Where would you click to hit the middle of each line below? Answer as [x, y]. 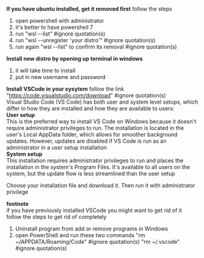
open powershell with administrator [60, 21]
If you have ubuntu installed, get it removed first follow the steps [89, 9]
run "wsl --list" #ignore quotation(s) [60, 34]
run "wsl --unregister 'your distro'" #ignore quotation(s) [85, 40]
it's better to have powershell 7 [54, 27]
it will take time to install [45, 70]
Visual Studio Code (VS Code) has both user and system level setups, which [102, 102]
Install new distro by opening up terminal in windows [75, 59]
